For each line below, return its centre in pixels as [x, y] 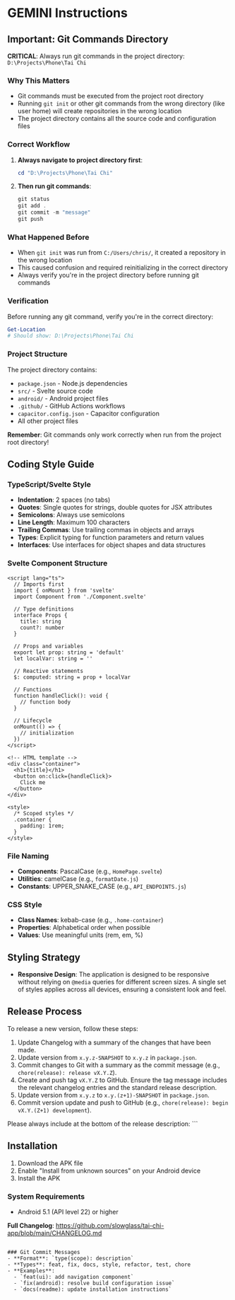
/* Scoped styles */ [44, 813]
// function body [46, 702]
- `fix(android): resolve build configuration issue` [94, 1283]
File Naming [28, 856]
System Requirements [46, 1196]
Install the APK [39, 1178]
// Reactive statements [48, 671]
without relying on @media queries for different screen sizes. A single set [122, 982]
